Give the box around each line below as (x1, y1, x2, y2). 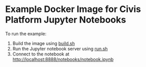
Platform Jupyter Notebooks (5, 14, 126, 25)
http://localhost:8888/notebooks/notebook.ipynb (12, 56, 114, 62)
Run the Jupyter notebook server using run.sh (12, 45, 108, 51)
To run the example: (5, 30, 47, 36)
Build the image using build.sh (12, 40, 75, 46)
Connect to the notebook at (12, 51, 70, 57)
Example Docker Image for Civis (5, 3, 141, 15)
